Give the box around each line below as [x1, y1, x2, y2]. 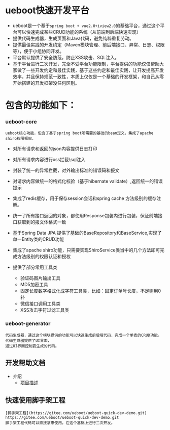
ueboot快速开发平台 [5, 5, 90, 16]
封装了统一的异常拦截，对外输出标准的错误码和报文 [12, 167, 120, 173]
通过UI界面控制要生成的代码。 [5, 343, 59, 348]
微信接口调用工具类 [20, 300, 61, 307]
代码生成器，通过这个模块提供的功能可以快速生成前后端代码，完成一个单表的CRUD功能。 [5, 333, 162, 338]
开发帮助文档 [5, 359, 46, 367]
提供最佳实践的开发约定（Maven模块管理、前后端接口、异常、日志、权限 [12, 41, 165, 47]
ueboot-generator [5, 320, 51, 327]
